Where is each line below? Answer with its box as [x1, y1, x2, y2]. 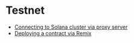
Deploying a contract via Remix [14, 29, 92, 36]
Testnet [5, 4, 45, 17]
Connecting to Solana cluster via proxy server [14, 23, 128, 30]
